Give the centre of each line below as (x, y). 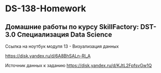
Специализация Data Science (64, 34)
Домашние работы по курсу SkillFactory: (72, 27)
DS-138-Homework (46, 9)
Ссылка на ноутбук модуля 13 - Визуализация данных (62, 46)
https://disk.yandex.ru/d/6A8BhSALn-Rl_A (48, 56)
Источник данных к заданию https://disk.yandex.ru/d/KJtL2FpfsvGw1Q (79, 65)
